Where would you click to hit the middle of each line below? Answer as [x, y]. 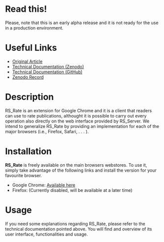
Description [29, 97]
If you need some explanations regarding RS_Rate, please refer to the [75, 224]
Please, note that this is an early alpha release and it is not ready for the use [82, 23]
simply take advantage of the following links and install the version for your [81, 170]
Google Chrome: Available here [44, 185]
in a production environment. [34, 28]
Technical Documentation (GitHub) [47, 72]
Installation [28, 151]
